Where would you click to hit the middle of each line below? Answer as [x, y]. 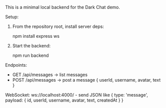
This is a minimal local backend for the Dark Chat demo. [63, 7]
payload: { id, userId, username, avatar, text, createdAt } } [64, 100]
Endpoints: [16, 65]
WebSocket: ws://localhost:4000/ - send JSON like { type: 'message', [77, 95]
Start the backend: [31, 46]
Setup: [12, 17]
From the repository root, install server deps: [58, 26]
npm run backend [30, 55]
